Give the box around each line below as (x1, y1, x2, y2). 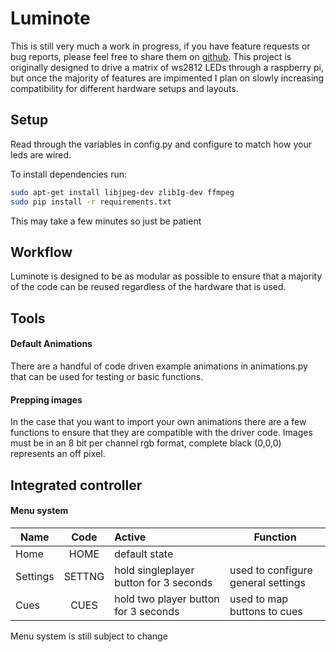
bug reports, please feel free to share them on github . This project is (10, 50, 292, 62)
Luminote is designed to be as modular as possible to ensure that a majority (10, 270, 323, 282)
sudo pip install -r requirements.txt (10, 197, 172, 207)
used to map (229, 592, 289, 606)
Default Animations (10, 338, 93, 350)
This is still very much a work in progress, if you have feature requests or (10, 40, 311, 52)
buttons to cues (229, 604, 303, 618)
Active (114, 530, 147, 544)
